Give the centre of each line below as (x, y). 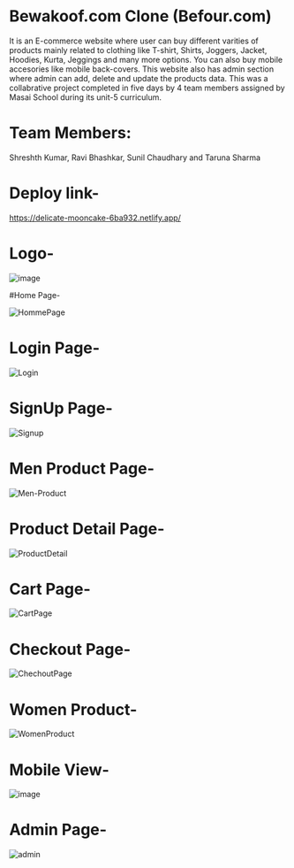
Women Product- (73, 709)
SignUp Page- (61, 408)
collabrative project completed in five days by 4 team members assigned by (147, 88)
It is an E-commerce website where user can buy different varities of (134, 41)
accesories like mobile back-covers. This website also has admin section (142, 69)
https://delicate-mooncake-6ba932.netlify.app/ (95, 218)
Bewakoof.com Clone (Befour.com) (140, 16)
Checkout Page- (70, 649)
